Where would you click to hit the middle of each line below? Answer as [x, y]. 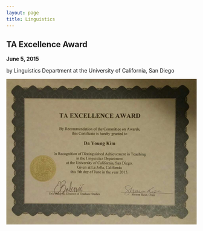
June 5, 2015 [23, 59]
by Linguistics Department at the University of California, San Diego [90, 71]
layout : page [23, 13]
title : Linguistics [31, 19]
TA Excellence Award [47, 44]
